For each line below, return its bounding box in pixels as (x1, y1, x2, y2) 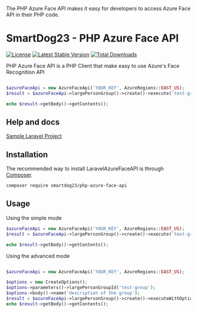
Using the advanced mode (6, 252, 70, 259)
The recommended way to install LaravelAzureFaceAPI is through (6, 165, 164, 172)
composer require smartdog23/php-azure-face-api (6, 183, 127, 189)
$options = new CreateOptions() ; (6, 279, 88, 286)
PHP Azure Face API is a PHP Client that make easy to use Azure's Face (6, 62, 180, 69)
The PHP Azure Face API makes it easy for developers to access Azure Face (6, 5, 191, 12)
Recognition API (6, 68, 45, 75)
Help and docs (6, 117, 60, 127)
